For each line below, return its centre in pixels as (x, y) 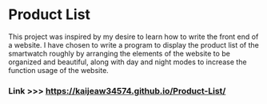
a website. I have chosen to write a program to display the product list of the (134, 44)
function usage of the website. (59, 70)
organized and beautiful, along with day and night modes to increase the (128, 62)
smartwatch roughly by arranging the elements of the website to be (119, 53)
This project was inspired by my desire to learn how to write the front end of (133, 37)
